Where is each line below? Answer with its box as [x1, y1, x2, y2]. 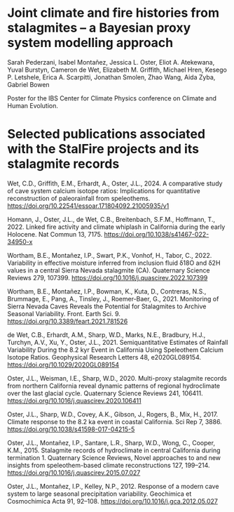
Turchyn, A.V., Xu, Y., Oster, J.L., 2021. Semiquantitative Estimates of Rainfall [7, 338, 228, 346]
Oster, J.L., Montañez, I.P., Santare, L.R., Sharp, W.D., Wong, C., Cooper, [7, 438, 216, 447]
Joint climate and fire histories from [7, 5, 219, 21]
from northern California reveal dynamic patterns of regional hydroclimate [7, 381, 221, 390]
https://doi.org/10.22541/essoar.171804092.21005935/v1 [7, 202, 170, 210]
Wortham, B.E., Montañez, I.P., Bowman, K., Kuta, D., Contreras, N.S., [7, 287, 207, 296]
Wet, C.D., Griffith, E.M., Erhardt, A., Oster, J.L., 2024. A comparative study [7, 179, 223, 188]
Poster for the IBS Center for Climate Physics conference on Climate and [7, 93, 217, 103]
